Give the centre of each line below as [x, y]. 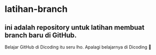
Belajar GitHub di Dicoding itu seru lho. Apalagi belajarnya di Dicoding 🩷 [78, 47]
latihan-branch [36, 9]
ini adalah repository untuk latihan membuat [75, 27]
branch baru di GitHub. [41, 35]
